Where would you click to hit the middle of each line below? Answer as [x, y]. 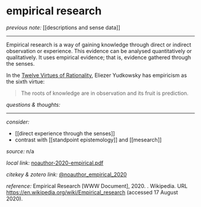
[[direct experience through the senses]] [65, 133]
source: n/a [20, 151]
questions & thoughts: [33, 104]
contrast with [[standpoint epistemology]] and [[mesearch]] [88, 140]
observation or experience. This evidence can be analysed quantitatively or [99, 51]
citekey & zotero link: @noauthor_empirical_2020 [67, 174]
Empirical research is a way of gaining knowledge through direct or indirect [99, 44]
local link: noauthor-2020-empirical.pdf [55, 163]
